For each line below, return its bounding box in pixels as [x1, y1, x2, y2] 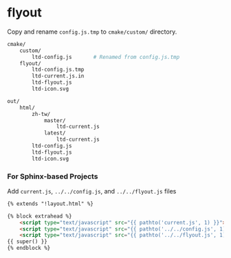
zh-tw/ [32, 110, 51, 117]
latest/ [43, 130, 67, 137]
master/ [43, 117, 67, 124]
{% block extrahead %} [7, 213, 72, 220]
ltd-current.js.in [32, 73, 85, 80]
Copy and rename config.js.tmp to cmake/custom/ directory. [7, 27, 177, 36]
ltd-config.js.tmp [32, 67, 85, 73]
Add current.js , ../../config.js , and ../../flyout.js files [7, 187, 177, 195]
